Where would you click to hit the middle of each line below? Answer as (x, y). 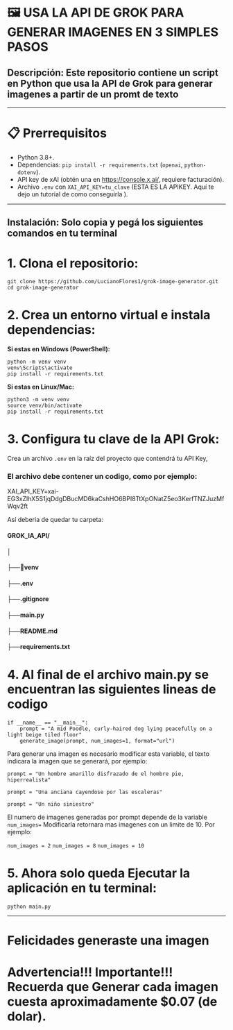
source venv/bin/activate (44, 406)
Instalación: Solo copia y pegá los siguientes (105, 222)
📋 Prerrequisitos (57, 134)
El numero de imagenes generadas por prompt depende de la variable (107, 817)
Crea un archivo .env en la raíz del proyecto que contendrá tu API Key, (107, 459)
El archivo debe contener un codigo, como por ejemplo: (102, 477)
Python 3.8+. (36, 157)
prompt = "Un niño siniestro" (51, 804)
